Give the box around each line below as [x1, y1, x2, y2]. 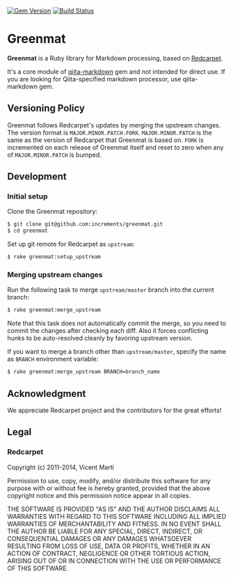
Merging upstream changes [7, 270, 103, 279]
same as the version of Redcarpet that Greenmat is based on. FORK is [7, 136, 204, 144]
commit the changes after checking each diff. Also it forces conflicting [7, 327, 209, 335]
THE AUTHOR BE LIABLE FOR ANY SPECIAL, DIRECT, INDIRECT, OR [7, 526, 203, 536]
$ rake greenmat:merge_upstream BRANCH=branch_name [7, 368, 160, 375]
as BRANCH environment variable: [7, 355, 99, 364]
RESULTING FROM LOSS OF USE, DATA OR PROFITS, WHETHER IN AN [7, 542, 211, 550]
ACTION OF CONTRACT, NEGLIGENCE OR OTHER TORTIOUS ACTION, [7, 549, 211, 557]
